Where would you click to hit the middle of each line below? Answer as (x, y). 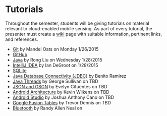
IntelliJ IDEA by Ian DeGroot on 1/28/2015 (55, 65)
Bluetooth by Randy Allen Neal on (47, 108)
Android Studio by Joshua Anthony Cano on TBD (63, 97)
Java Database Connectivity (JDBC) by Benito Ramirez (69, 76)
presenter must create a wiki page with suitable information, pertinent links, (84, 34)
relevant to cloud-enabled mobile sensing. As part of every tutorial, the (79, 28)
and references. (22, 39)
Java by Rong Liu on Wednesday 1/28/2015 (57, 60)
